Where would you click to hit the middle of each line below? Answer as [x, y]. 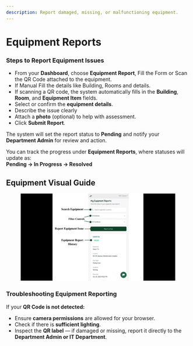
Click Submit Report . [40, 123]
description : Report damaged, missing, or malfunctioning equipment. [92, 12]
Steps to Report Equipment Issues [55, 60]
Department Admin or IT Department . [61, 337]
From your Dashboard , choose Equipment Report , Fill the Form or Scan [101, 73]
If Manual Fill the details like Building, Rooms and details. [83, 85]
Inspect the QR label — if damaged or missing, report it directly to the [98, 330]
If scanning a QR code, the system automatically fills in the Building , [96, 92]
